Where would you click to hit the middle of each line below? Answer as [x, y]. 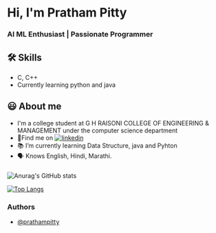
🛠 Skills [25, 58]
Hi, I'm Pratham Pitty [67, 13]
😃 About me [34, 107]
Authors [21, 207]
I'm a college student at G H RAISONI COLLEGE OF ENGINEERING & [113, 123]
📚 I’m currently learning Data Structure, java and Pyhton [97, 145]
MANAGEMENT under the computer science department [97, 130]
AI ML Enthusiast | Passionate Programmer [80, 34]
